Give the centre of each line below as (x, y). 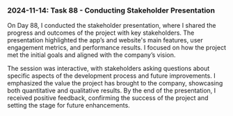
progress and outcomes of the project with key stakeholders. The (101, 33)
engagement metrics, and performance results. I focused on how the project (117, 48)
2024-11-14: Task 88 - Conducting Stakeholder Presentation (111, 10)
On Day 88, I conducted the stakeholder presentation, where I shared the (112, 26)
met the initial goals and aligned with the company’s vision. (91, 55)
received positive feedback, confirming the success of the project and (108, 98)
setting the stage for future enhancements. (69, 106)
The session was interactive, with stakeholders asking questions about (109, 69)
